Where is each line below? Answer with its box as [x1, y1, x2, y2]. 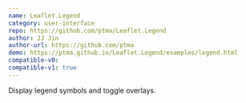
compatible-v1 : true [8, 64, 78, 72]
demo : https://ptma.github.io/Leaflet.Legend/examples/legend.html [8, 49, 239, 57]
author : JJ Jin [8, 34, 59, 42]
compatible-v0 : [8, 57, 59, 65]
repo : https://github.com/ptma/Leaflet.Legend [8, 26, 167, 34]
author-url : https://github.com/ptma [8, 42, 135, 50]
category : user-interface [8, 19, 95, 27]
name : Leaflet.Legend [8, 11, 81, 20]
